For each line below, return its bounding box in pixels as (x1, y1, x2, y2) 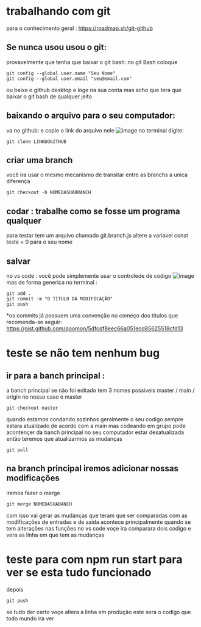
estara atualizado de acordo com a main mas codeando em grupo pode (6, 422, 186, 429)
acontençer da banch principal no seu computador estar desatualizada (6, 429, 185, 436)
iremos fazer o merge (6, 489, 60, 496)
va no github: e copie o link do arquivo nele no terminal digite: (6, 126, 184, 134)
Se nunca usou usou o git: (6, 42, 107, 53)
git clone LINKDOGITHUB (6, 139, 67, 145)
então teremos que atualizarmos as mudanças (6, 435, 123, 442)
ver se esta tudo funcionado (6, 566, 152, 579)
